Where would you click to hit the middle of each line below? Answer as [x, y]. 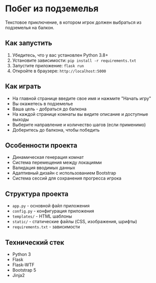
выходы [20, 119]
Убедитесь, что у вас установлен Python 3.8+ [60, 55]
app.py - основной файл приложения [51, 206]
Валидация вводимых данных [44, 168]
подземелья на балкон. [30, 27]
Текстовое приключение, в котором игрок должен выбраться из [73, 22]
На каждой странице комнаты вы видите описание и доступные [80, 114]
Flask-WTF [23, 265]
